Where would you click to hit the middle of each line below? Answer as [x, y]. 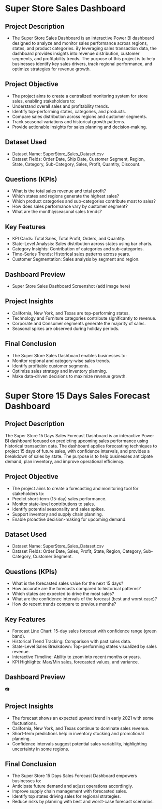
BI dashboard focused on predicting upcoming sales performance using [77, 441]
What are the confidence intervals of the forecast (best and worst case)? [84, 599]
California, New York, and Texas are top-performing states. [71, 313]
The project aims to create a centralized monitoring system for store [80, 96]
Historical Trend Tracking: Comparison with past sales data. [72, 641]
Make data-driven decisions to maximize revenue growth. [69, 376]
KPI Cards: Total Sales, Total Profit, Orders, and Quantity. [69, 239]
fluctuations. [24, 723]
